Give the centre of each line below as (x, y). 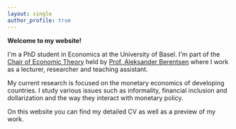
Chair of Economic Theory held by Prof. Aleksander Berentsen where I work (118, 61)
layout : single (30, 14)
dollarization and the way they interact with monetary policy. (95, 98)
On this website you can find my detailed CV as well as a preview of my (112, 111)
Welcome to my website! (44, 40)
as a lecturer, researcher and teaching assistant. (78, 69)
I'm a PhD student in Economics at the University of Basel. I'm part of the (114, 54)
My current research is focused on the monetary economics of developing (116, 82)
